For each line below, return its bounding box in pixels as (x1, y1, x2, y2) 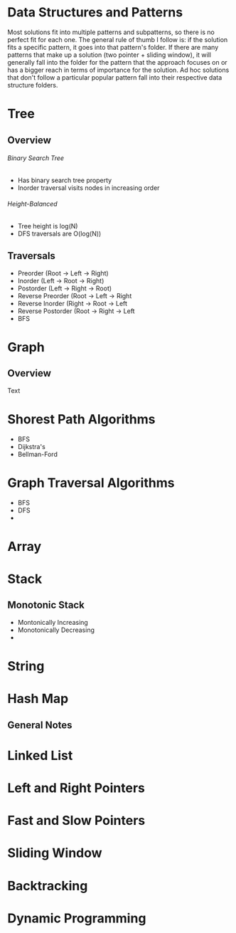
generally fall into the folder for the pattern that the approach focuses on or (7, 58, 227, 66)
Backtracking (7, 877, 88, 894)
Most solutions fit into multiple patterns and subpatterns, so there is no (7, 28, 215, 36)
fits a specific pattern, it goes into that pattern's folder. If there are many (7, 43, 219, 51)
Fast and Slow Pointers (7, 813, 146, 829)
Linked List (7, 747, 73, 764)
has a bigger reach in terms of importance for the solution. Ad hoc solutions (7, 65, 230, 74)
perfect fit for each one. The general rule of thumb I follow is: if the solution (7, 35, 228, 43)
